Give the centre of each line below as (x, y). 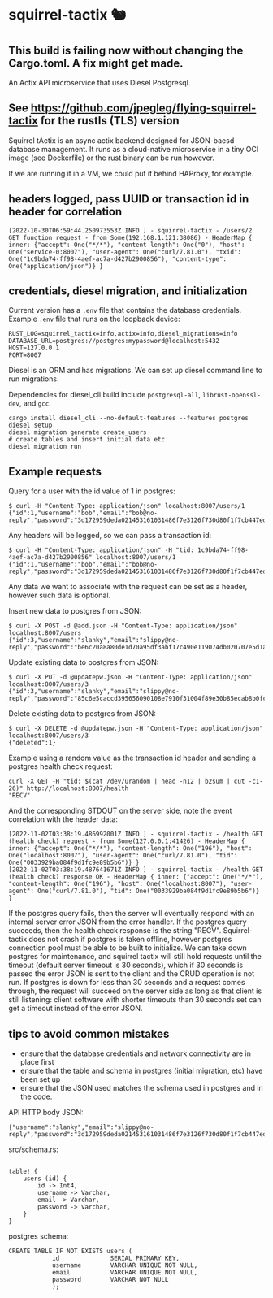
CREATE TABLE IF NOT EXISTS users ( (70, 1252)
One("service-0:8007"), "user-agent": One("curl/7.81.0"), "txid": (125, 252)
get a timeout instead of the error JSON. (76, 1009)
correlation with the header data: (63, 819)
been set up (40, 1079)
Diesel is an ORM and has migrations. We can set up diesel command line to (135, 371)
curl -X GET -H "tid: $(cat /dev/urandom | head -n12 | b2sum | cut (127, 781)
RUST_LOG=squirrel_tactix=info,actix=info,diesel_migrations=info (123, 334)
